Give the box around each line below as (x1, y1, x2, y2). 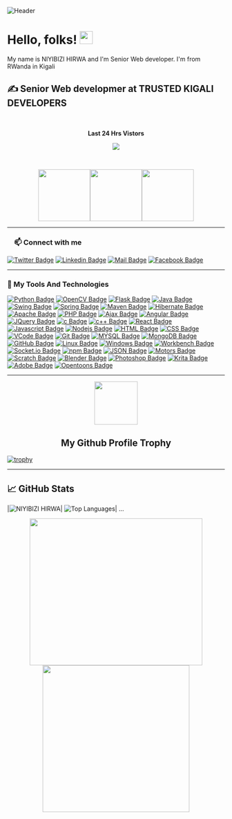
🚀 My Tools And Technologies (7, 279, 109, 289)
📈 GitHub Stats (7, 482, 75, 494)
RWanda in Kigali (7, 62, 55, 70)
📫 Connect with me (14, 237, 82, 247)
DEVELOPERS (7, 97, 67, 109)
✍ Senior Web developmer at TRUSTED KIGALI (7, 83, 214, 95)
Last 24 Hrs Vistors (87, 129, 145, 138)
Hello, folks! (7, 32, 77, 48)
